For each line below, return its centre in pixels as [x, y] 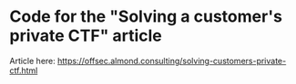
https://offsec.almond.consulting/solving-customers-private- [172, 61]
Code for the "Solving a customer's [146, 17]
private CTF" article [86, 36]
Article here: [33, 61]
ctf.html [24, 70]
